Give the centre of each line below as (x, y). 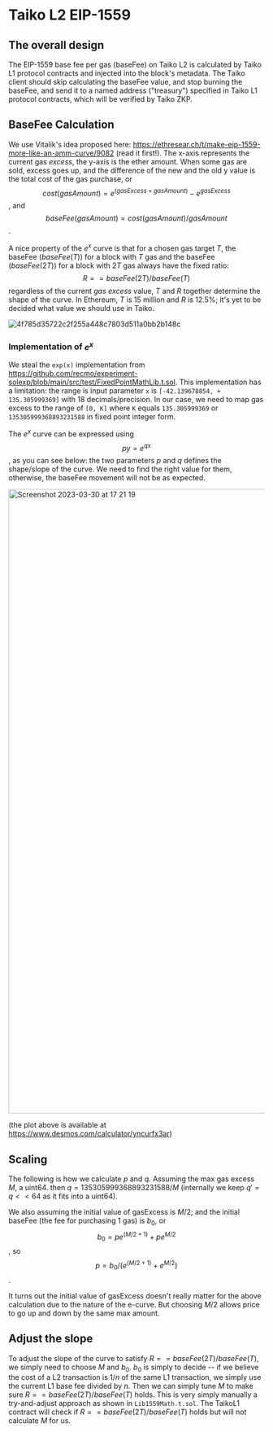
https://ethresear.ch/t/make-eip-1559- (197, 144)
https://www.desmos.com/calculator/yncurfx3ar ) (91, 1134)
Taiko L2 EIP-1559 (70, 15)
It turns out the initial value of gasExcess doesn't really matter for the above (135, 1295)
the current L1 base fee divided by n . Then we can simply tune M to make (131, 1386)
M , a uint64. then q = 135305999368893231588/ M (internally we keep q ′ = (134, 1187)
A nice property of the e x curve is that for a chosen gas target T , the (122, 247)
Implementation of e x (51, 346)
